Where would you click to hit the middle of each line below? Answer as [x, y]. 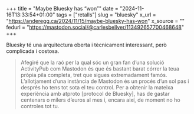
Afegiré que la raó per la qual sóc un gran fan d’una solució [92, 62]
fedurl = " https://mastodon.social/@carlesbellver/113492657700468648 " [95, 27]
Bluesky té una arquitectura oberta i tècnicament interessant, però [86, 45]
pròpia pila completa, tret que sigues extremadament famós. [94, 75]
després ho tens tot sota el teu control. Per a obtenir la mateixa [97, 87]
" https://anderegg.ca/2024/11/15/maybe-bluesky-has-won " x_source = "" [95, 21]
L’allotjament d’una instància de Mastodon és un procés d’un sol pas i [105, 81]
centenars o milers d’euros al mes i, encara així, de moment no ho [101, 100]
